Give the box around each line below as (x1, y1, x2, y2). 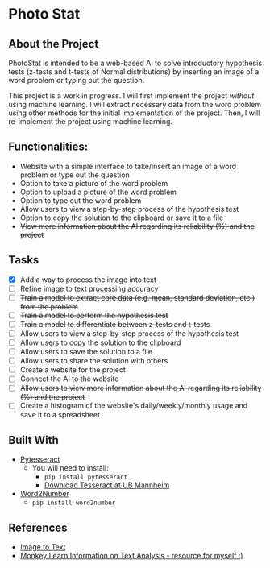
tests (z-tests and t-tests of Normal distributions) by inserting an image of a (8, 67, 260, 77)
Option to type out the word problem (19, 195, 142, 205)
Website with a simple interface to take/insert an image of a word (19, 161, 237, 171)
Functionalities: (8, 140, 89, 154)
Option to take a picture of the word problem (19, 178, 168, 188)
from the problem (19, 301, 78, 311)
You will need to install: (31, 463, 109, 473)
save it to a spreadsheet (19, 410, 101, 420)
